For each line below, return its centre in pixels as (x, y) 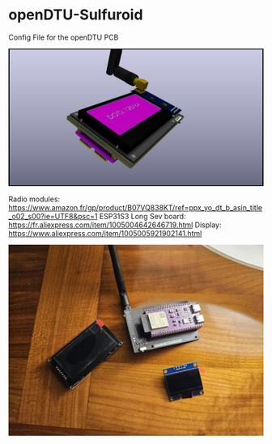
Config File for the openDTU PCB (64, 37)
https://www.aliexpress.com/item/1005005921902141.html (105, 233)
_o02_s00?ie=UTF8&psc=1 (53, 216)
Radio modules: (34, 199)
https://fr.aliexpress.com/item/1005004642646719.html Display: (115, 225)
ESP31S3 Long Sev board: (142, 216)
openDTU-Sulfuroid (76, 15)
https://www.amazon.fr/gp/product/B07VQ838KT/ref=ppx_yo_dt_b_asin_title (136, 207)
